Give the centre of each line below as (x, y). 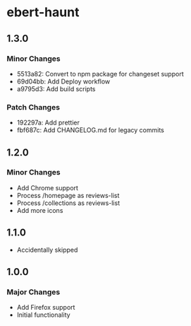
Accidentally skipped (47, 250)
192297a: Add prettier (48, 123)
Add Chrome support (48, 187)
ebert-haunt (43, 12)
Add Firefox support (46, 308)
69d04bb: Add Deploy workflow (63, 81)
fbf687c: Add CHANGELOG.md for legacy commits (91, 130)
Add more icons (40, 210)
